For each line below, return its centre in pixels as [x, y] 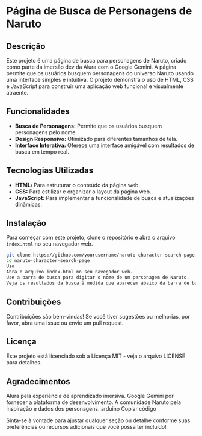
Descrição [26, 46]
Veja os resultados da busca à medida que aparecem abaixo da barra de [98, 283]
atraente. [17, 92]
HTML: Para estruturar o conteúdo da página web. [77, 185]
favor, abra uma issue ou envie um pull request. [65, 323]
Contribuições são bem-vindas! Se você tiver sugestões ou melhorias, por [98, 316]
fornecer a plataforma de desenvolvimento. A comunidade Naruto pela [94, 402]
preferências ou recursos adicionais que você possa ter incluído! [86, 427]
